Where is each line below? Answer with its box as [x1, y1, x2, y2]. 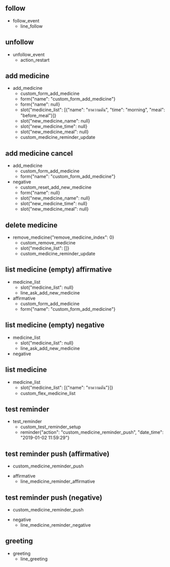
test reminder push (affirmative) [5, 449, 110, 458]
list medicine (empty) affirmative [5, 265, 112, 274]
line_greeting [20, 556, 47, 562]
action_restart [20, 57, 50, 63]
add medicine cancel [5, 149, 73, 158]
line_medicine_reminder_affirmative [20, 478, 95, 484]
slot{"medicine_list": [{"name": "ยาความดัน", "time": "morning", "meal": [20, 107, 165, 113]
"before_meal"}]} [20, 112, 57, 119]
